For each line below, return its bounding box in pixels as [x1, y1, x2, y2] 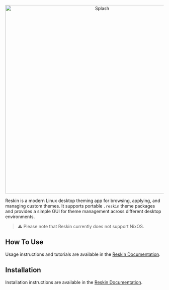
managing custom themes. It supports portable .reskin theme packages [5, 203, 155, 209]
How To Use [5, 238, 44, 246]
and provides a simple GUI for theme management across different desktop [5, 209, 161, 214]
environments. [5, 214, 35, 220]
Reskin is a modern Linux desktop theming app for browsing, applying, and [5, 198, 160, 204]
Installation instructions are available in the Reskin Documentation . [5, 279, 143, 285]
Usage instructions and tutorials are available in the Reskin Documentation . [5, 251, 161, 257]
